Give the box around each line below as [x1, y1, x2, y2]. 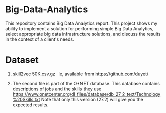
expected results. [12, 102, 49, 108]
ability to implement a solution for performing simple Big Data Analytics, [5, 25, 154, 31]
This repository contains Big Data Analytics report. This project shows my [5, 20, 158, 26]
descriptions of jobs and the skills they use [12, 86, 102, 92]
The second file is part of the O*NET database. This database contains [12, 80, 160, 86]
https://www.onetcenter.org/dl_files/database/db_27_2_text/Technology [12, 91, 161, 97]
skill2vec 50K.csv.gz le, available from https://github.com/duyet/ [12, 71, 149, 77]
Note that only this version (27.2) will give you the [41, 96, 143, 102]
